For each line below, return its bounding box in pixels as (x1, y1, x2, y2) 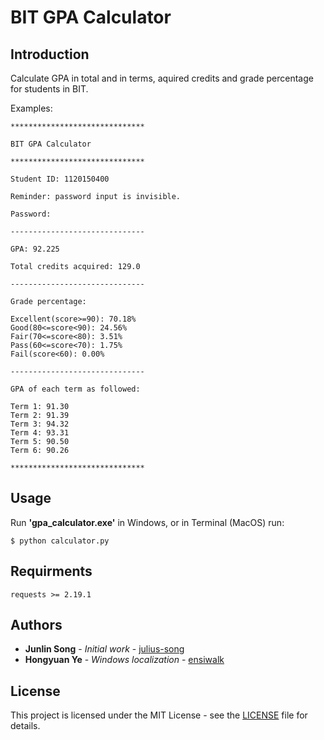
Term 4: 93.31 (10, 428, 70, 438)
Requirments (10, 563, 93, 580)
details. (10, 720, 41, 732)
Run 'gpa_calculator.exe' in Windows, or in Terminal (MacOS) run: (10, 516, 285, 528)
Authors (10, 617, 63, 634)
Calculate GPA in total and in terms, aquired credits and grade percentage (10, 72, 314, 84)
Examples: (10, 102, 53, 114)
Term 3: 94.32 (10, 419, 70, 429)
